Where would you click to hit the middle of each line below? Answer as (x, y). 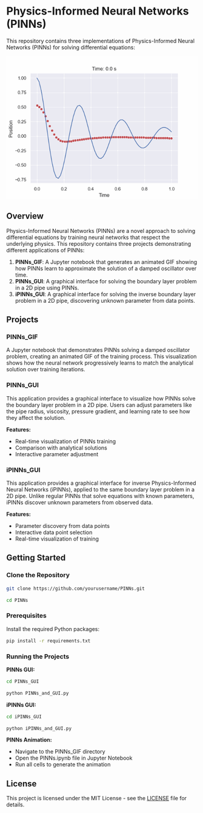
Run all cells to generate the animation (63, 764)
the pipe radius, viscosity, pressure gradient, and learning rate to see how (98, 411)
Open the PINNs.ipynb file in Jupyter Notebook (74, 758)
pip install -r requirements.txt (48, 641)
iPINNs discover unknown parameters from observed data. (80, 502)
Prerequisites (26, 616)
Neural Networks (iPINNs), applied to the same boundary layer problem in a (101, 490)
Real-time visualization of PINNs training (65, 441)
